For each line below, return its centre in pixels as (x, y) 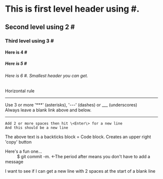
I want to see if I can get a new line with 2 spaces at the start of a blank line (80, 171)
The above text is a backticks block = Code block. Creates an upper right (78, 137)
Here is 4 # (16, 53)
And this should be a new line (37, 127)
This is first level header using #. (72, 9)
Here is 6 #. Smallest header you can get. (47, 76)
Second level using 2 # (40, 27)
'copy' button (18, 142)
